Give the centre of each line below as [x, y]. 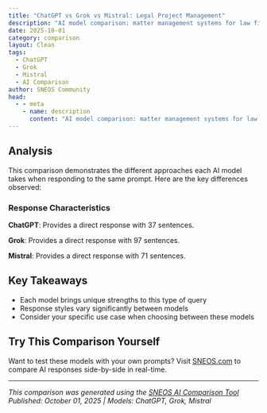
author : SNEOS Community [49, 89]
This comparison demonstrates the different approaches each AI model [125, 170]
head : [17, 97]
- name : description [56, 112]
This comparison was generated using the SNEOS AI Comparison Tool [124, 392]
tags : [17, 52]
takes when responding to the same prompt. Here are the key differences [128, 179]
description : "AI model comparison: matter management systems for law [129, 23]
